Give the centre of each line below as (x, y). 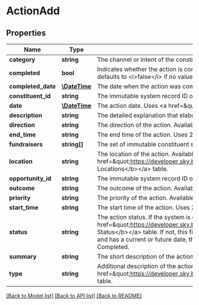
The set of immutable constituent (143, 144)
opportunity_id (30, 178)
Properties (26, 33)
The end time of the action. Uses (142, 135)
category (22, 59)
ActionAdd (33, 11)
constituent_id (30, 96)
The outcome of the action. (135, 188)
